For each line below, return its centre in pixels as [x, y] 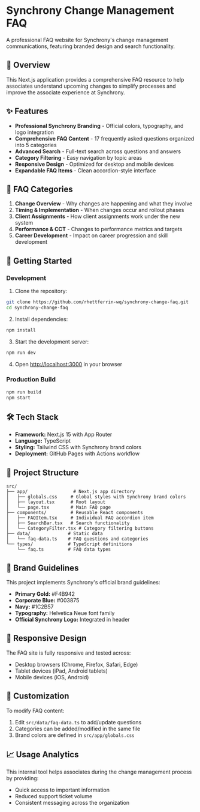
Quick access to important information [62, 790]
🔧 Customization [38, 696]
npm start [19, 398]
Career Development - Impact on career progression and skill [91, 235]
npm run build [24, 392]
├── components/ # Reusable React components [75, 513]
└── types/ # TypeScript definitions [69, 544]
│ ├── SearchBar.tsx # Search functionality [68, 523]
